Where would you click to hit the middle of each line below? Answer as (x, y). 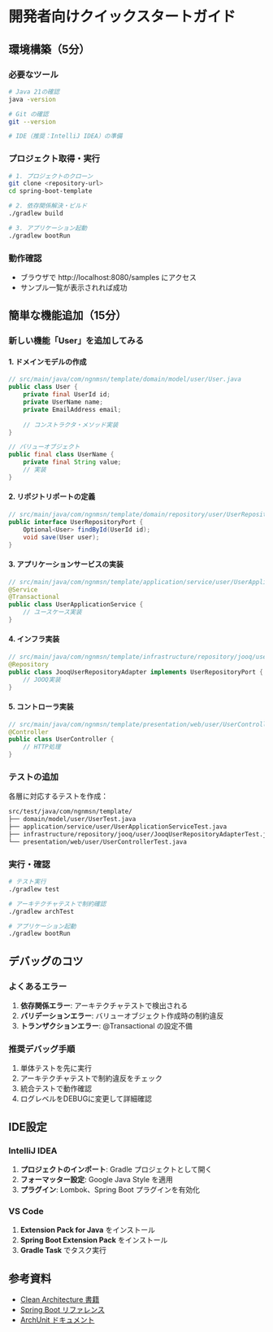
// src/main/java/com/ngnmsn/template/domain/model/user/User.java (125, 379)
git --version (32, 122)
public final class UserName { (61, 455)
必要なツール (34, 74)
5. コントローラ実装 (41, 707)
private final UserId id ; (67, 395)
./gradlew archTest (41, 911)
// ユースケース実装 (53, 612)
